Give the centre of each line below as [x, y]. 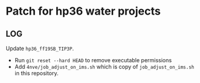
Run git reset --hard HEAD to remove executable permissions [93, 60]
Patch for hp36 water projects [83, 11]
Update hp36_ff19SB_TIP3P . [40, 48]
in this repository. [36, 73]
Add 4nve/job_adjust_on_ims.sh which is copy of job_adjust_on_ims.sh [104, 67]
